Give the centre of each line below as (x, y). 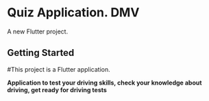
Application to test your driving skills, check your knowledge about (104, 83)
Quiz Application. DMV (73, 13)
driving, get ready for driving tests (57, 89)
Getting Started (41, 53)
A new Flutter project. (38, 31)
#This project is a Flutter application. (59, 69)
